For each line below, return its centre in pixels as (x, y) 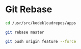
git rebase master (25, 32)
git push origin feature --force (41, 41)
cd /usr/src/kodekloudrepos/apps (41, 23)
